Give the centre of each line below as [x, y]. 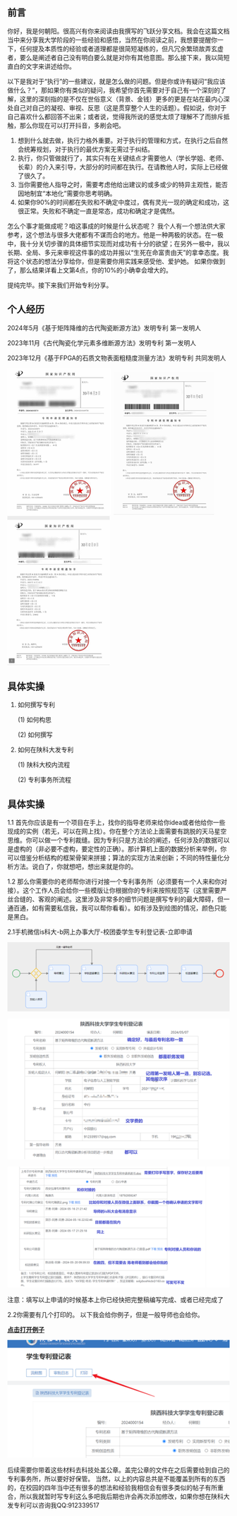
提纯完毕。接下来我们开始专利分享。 [60, 285]
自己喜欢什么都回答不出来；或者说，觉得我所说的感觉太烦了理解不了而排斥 [115, 116]
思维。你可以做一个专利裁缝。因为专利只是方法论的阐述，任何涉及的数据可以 [119, 840]
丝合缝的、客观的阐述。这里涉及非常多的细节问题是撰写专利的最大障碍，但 [115, 899]
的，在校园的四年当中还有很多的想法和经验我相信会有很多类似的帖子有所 [112, 1488]
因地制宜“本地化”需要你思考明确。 [67, 193]
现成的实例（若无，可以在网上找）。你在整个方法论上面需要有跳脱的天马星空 [117, 831]
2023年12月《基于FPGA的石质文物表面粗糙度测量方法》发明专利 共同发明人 [117, 358]
